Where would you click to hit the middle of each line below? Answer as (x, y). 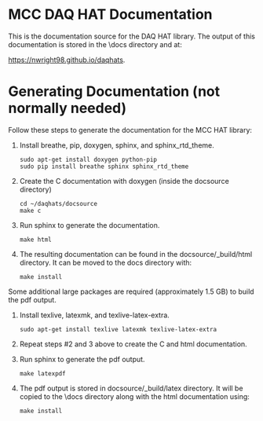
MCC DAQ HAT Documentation (111, 15)
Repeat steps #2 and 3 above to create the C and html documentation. (133, 344)
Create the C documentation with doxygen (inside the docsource (124, 181)
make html (36, 240)
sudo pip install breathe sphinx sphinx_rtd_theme (104, 167)
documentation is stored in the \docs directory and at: (95, 44)
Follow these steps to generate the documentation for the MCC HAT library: (130, 130)
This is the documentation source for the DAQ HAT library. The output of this (131, 36)
